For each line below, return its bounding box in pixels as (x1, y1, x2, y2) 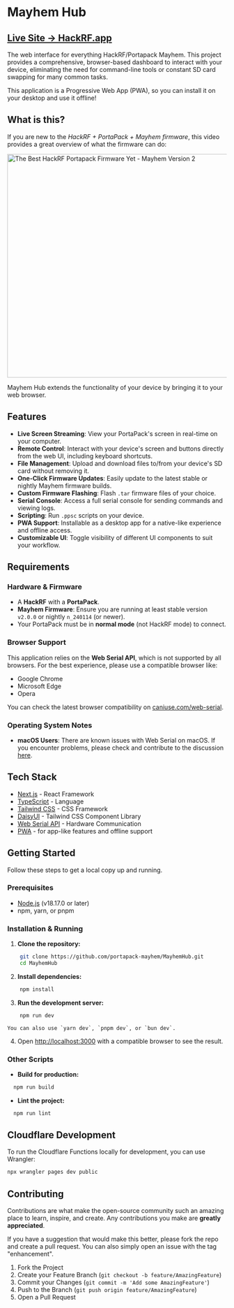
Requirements (7, 561, 70, 573)
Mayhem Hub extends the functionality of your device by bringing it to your (7, 383, 223, 391)
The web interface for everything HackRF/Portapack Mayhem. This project (7, 50, 221, 59)
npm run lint (13, 1110, 52, 1117)
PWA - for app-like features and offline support (17, 827, 153, 835)
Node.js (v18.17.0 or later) (17, 899, 90, 907)
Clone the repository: (17, 940, 81, 948)
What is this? (7, 114, 65, 126)
